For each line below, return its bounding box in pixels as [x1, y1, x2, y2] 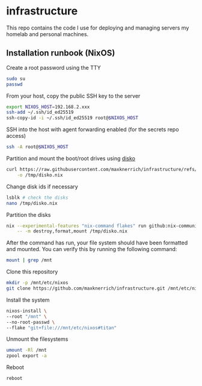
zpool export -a [6, 353, 47, 359]
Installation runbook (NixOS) [6, 48, 115, 58]
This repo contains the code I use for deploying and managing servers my [6, 24, 189, 31]
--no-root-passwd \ [6, 319, 55, 325]
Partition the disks [6, 211, 51, 218]
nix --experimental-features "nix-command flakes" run [6, 223, 147, 229]
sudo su [6, 75, 26, 82]
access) [6, 132, 26, 140]
